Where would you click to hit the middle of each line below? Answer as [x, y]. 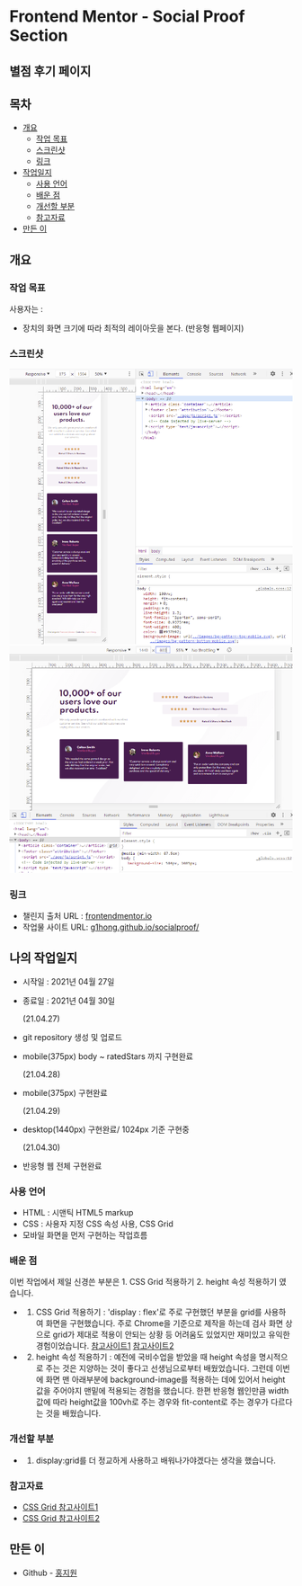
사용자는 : [26, 309]
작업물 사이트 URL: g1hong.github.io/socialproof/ [111, 927]
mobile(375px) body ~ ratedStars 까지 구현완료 [107, 1056]
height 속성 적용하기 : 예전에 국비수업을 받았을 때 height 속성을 [147, 1357]
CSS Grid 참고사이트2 [61, 1519]
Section [39, 36]
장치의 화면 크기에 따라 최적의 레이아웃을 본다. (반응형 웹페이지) [133, 328]
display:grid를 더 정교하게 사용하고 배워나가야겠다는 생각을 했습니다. [156, 1460]
